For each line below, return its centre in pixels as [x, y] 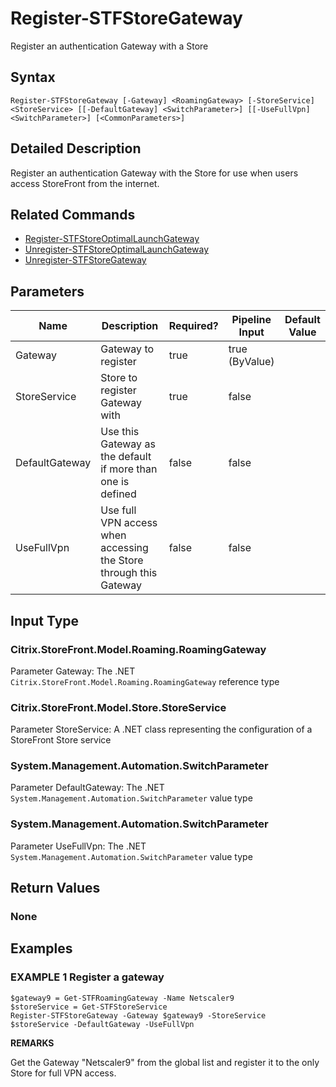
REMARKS [32, 1043]
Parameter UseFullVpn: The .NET [78, 846]
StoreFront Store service [61, 740]
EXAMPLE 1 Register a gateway [87, 977]
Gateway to [127, 349]
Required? [193, 326]
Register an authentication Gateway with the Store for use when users [154, 173]
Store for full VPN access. [63, 1073]
